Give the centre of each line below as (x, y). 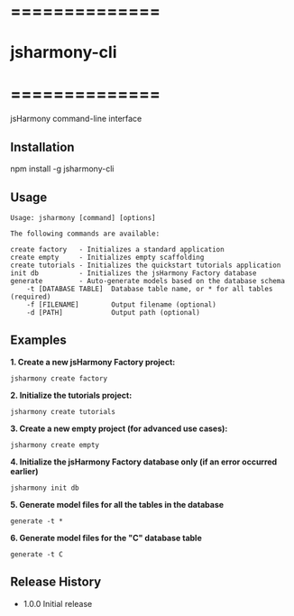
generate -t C (37, 554)
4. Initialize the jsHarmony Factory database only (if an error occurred (144, 462)
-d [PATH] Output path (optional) (114, 312)
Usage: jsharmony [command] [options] (83, 217)
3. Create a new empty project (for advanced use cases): (119, 428)
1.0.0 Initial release (58, 603)
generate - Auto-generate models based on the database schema (147, 280)
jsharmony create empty (55, 445)
